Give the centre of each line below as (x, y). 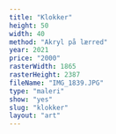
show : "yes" (31, 99)
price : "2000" (35, 58)
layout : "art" (35, 115)
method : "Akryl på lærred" (58, 42)
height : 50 (29, 26)
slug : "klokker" (39, 108)
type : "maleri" (37, 91)
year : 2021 (29, 50)
